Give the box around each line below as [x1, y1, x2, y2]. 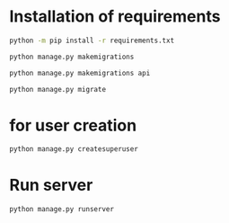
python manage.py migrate [9, 85, 106, 94]
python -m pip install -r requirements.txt [9, 36, 175, 45]
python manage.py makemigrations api [9, 68, 151, 77]
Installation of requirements [9, 6, 221, 27]
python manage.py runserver [9, 205, 115, 214]
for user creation [9, 115, 137, 136]
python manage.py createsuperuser [9, 145, 139, 154]
